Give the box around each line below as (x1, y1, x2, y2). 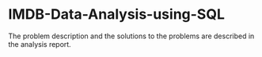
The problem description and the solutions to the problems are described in (8, 31, 255, 41)
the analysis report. (8, 39, 71, 48)
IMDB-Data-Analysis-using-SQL (8, 5, 226, 23)
